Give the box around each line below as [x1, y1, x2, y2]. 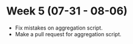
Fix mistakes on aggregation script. [15, 24, 103, 31]
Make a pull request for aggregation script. [15, 30, 122, 37]
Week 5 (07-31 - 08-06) [6, 4, 128, 18]
